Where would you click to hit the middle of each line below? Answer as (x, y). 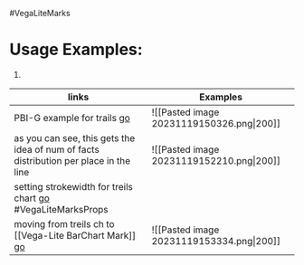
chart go (32, 198)
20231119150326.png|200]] (216, 123)
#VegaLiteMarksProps (61, 209)
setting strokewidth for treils (74, 186)
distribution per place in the (72, 160)
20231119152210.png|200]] (216, 160)
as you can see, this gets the (75, 137)
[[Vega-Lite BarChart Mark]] (75, 235)
